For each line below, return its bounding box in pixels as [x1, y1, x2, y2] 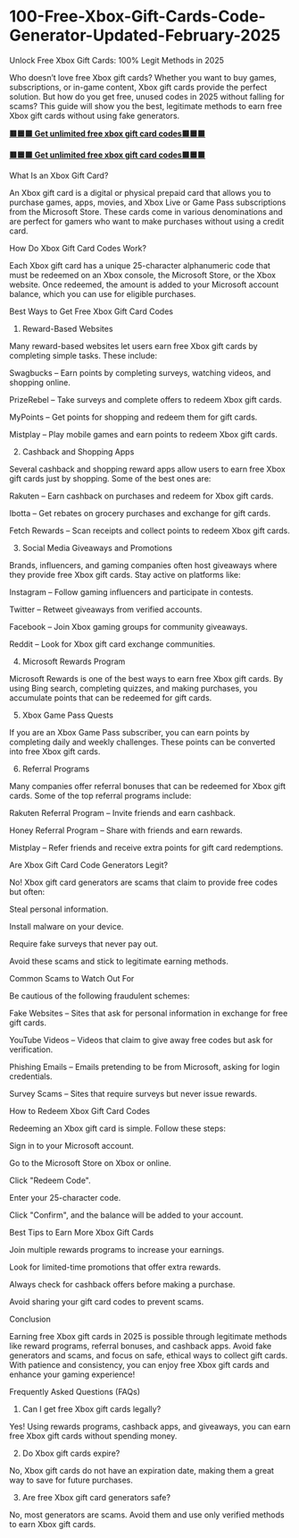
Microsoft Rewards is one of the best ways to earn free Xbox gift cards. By [9, 673, 284, 684]
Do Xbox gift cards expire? [21, 1448, 120, 1458]
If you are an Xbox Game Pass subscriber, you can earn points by [9, 727, 250, 737]
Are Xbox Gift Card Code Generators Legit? [9, 859, 168, 870]
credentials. [9, 1071, 53, 1082]
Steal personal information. [9, 904, 109, 914]
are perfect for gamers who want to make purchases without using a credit [9, 216, 285, 226]
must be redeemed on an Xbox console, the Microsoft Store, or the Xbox [9, 269, 277, 280]
